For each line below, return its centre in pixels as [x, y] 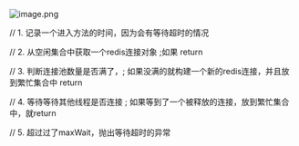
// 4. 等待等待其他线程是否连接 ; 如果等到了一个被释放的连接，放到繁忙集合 [149, 102]
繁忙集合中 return [50, 83]
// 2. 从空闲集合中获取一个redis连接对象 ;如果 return [106, 52]
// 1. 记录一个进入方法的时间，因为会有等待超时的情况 [109, 33]
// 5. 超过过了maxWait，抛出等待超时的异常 [90, 132]
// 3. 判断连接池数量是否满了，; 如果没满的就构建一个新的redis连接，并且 [146, 71]
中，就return [33, 113]
